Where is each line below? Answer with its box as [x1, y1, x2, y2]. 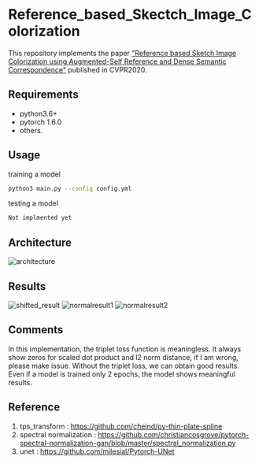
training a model [8, 169, 61, 179]
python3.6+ [19, 109, 57, 118]
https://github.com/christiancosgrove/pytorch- [98, 429, 250, 439]
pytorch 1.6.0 [19, 117, 62, 127]
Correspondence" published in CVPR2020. [8, 65, 147, 74]
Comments [8, 323, 64, 336]
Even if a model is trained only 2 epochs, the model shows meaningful [8, 369, 236, 379]
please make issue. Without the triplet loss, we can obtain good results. [8, 361, 240, 370]
